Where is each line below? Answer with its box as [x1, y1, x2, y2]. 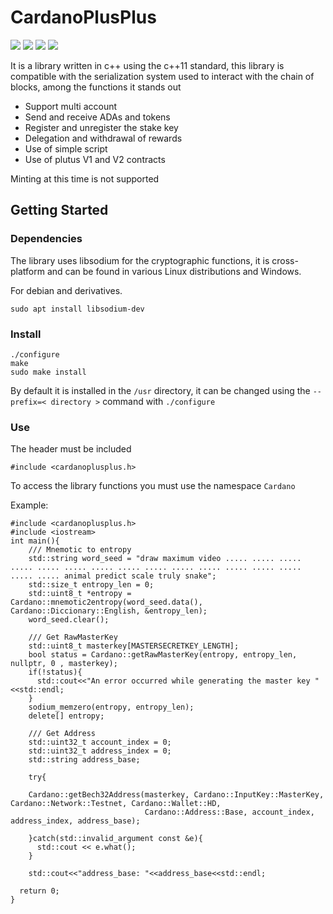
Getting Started [10, 202, 109, 219]
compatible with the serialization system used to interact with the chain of [10, 70, 315, 82]
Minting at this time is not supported [10, 172, 160, 185]
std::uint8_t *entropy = [28, 589, 132, 599]
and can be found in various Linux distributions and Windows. [46, 265, 302, 277]
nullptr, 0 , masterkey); [10, 659, 118, 669]
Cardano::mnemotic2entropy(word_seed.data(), [10, 597, 203, 608]
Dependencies [10, 232, 83, 246]
